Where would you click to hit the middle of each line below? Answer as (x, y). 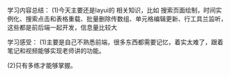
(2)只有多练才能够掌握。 (42, 65)
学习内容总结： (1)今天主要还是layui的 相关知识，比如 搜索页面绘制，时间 (112, 10)
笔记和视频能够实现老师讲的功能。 (56, 51)
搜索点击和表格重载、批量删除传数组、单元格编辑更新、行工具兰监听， (126, 19)
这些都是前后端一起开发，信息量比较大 (62, 27)
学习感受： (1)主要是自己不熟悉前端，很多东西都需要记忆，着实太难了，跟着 (115, 42)
